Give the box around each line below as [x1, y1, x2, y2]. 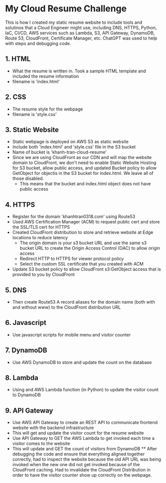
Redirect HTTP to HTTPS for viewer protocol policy [19, 256, 124, 262]
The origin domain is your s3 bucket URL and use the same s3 [19, 240, 147, 246]
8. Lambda [5, 374, 39, 382]
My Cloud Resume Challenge [5, 3, 127, 14]
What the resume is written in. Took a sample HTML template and [12, 68, 146, 74]
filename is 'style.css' [12, 111, 57, 117]
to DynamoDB [12, 392, 41, 398]
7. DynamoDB [5, 346, 48, 355]
